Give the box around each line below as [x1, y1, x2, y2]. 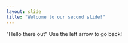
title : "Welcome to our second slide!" [6, 14, 106, 20]
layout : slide [6, 8, 42, 15]
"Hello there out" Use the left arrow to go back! [6, 30, 123, 37]
